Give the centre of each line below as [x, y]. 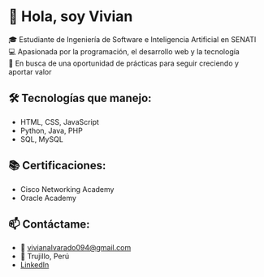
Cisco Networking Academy [67, 189]
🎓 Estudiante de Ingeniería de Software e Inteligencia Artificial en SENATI [132, 39]
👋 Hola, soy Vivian [71, 17]
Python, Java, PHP [51, 130]
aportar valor [30, 71]
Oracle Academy [48, 198]
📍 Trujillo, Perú [45, 256]
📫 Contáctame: [50, 224]
